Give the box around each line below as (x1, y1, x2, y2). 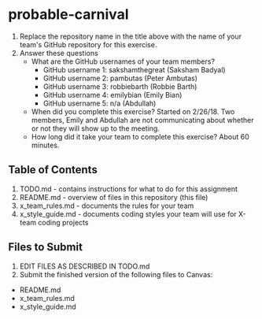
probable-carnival (8, 6, 129, 24)
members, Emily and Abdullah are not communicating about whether (31, 115, 254, 124)
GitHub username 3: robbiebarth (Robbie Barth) (42, 81, 197, 91)
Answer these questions (19, 48, 98, 57)
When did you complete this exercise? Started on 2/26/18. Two (31, 106, 235, 116)
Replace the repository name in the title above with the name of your (19, 32, 242, 41)
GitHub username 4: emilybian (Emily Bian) (42, 90, 183, 99)
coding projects (38, 217, 89, 227)
